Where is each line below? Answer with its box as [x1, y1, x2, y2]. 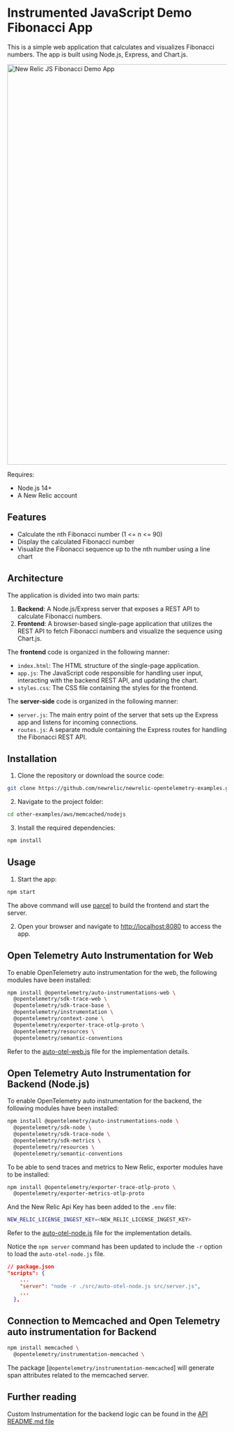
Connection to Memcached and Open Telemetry [7, 1315, 221, 1327]
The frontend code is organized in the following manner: [7, 648, 170, 656]
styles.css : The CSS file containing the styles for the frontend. [17, 683, 198, 692]
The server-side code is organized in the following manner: [7, 696, 179, 706]
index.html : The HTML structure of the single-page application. [17, 661, 201, 669]
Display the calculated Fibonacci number [17, 537, 134, 546]
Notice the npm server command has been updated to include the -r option [7, 1242, 223, 1251]
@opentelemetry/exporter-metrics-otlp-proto [13, 1190, 145, 1198]
